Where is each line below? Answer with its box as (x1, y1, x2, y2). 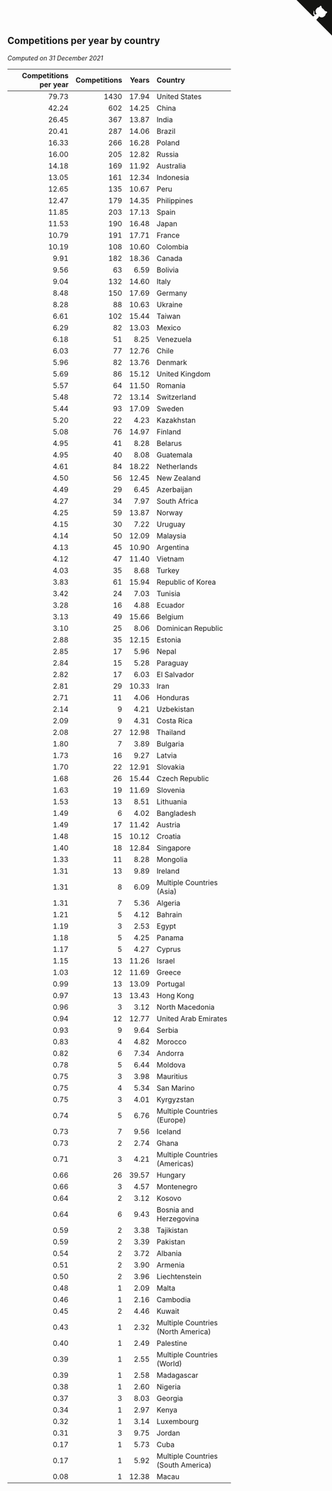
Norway (156, 507, 183, 517)
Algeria (156, 898, 181, 908)
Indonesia (156, 172, 189, 182)
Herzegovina (156, 1214, 200, 1224)
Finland (156, 427, 182, 437)
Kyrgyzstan (156, 1094, 195, 1104)
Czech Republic (156, 773, 209, 783)
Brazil (156, 126, 176, 136)
